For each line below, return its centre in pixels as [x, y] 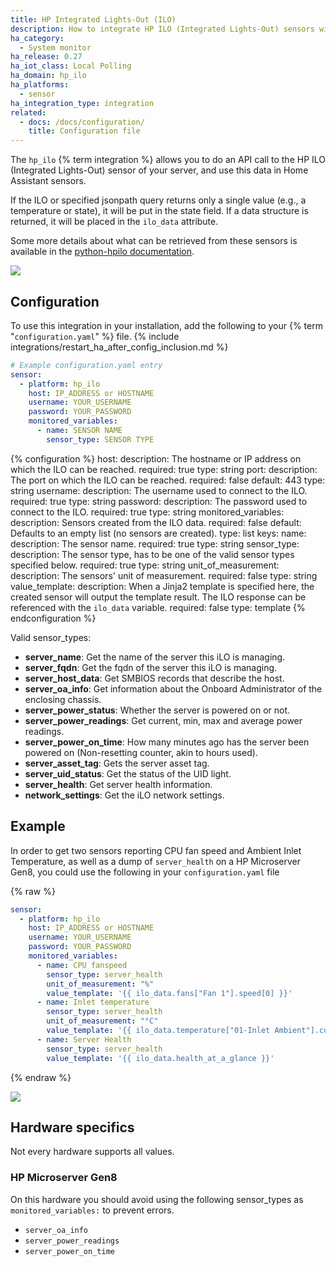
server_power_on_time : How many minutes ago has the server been [167, 742]
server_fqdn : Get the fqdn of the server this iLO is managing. [151, 667]
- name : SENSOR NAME [79, 431]
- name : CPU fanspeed [82, 965]
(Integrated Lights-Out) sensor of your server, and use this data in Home [159, 170]
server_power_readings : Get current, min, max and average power [163, 720]
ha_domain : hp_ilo [48, 76]
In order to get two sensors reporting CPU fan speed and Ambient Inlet [156, 850]
